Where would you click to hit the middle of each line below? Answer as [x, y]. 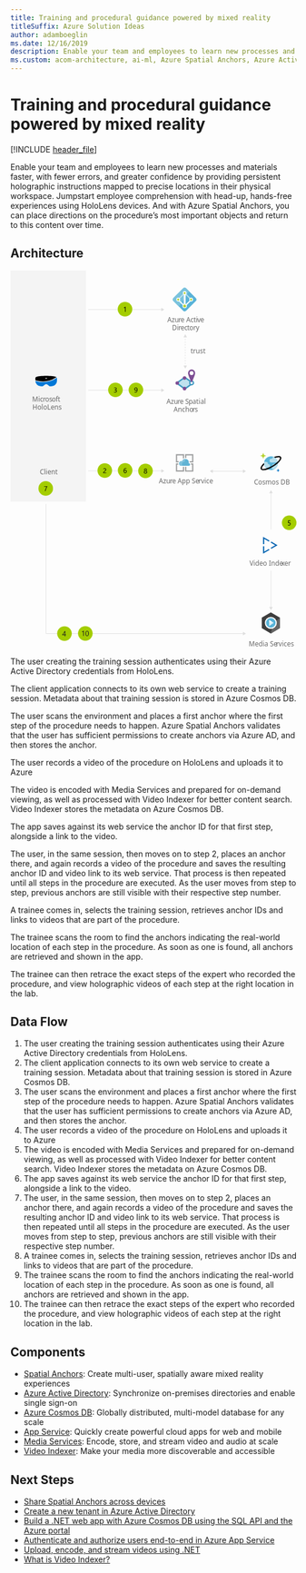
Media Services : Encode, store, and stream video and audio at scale [151, 1441]
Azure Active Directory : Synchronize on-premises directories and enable [159, 1393]
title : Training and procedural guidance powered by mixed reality [141, 18]
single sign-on [50, 1403]
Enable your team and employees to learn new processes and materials [144, 167]
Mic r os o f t [46, 399]
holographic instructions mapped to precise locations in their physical [141, 186]
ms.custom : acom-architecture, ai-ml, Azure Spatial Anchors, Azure [143, 60]
